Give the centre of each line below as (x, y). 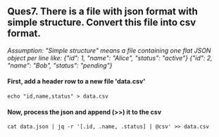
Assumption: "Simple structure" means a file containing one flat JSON (109, 50)
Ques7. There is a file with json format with (103, 12)
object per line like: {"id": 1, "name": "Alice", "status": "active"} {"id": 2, (110, 58)
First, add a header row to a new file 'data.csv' (76, 81)
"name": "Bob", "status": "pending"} (60, 65)
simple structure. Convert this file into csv (102, 23)
